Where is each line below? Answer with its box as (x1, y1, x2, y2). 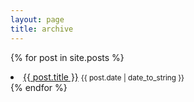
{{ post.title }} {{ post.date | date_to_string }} (23, 71, 185, 83)
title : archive (10, 24, 74, 34)
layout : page (10, 14, 65, 25)
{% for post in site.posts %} (10, 51, 125, 63)
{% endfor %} (10, 81, 68, 93)
